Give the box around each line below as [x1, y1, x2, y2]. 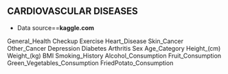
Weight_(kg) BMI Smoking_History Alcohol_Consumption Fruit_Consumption [7, 51, 222, 60]
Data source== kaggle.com [16, 23, 95, 32]
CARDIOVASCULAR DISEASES [7, 5, 139, 17]
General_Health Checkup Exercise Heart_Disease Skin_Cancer [7, 37, 184, 45]
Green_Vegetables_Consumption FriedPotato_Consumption [7, 58, 174, 67]
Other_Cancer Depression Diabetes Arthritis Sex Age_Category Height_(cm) [7, 44, 221, 52]
